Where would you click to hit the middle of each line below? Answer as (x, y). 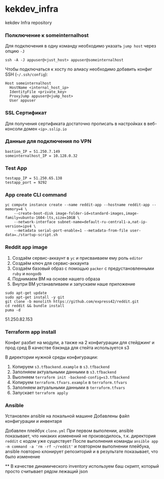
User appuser (23, 101)
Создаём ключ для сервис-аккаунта (50, 263)
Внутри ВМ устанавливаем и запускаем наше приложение (74, 284)
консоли (14, 129)
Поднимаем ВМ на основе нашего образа (56, 279)
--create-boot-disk (34, 214)
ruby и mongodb (27, 273)
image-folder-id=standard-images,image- (97, 214)
